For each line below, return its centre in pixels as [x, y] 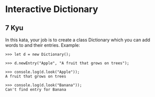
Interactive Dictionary [52, 9]
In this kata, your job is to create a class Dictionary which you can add [78, 40]
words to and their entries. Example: [43, 45]
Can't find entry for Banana [36, 89]
